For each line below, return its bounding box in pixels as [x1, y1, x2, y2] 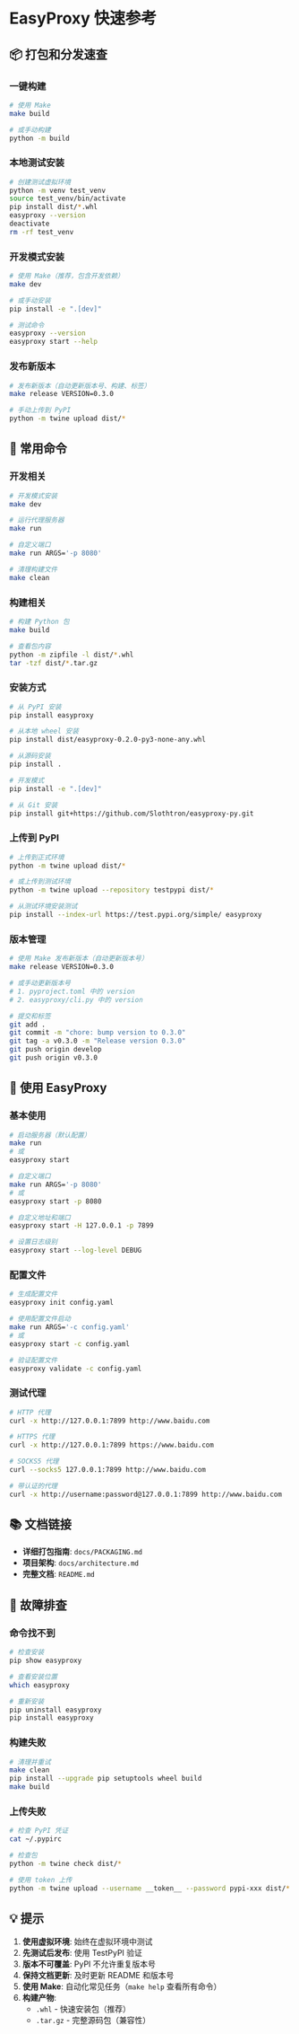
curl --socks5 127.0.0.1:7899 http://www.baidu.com [9, 1466, 206, 1475]
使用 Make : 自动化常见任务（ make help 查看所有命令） [21, 1981, 222, 1992]
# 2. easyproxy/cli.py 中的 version [9, 995, 143, 1004]
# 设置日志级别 [9, 1237, 58, 1246]
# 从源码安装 [9, 752, 51, 761]
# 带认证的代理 [9, 1481, 58, 1491]
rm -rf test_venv [9, 227, 74, 236]
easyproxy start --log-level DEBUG [9, 1246, 142, 1255]
